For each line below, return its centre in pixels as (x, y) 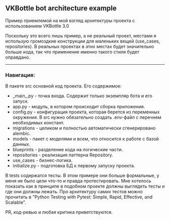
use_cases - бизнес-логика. (42, 160)
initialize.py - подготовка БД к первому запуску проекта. (74, 166)
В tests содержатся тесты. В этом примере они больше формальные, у (82, 175)
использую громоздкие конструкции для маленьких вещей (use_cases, (83, 41)
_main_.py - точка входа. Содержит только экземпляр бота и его (82, 96)
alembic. (22, 134)
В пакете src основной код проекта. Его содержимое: (63, 86)
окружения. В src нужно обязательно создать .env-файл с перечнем (87, 117)
